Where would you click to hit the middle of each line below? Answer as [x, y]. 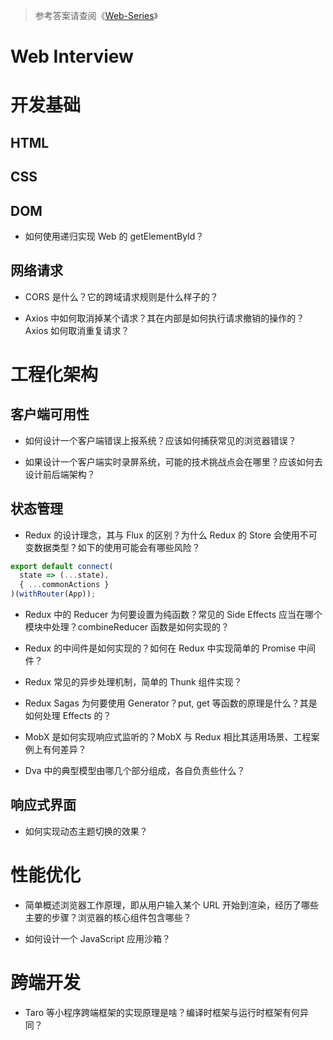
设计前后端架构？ [60, 474]
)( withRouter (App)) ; [53, 594]
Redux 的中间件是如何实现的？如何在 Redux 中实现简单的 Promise [160, 648]
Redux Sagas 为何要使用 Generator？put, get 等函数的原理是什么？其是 [171, 703]
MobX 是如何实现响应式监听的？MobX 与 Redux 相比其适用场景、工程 [168, 737]
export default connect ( [62, 566]
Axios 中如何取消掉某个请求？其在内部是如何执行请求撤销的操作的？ [164, 318]
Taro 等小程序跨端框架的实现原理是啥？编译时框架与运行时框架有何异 [167, 1012]
